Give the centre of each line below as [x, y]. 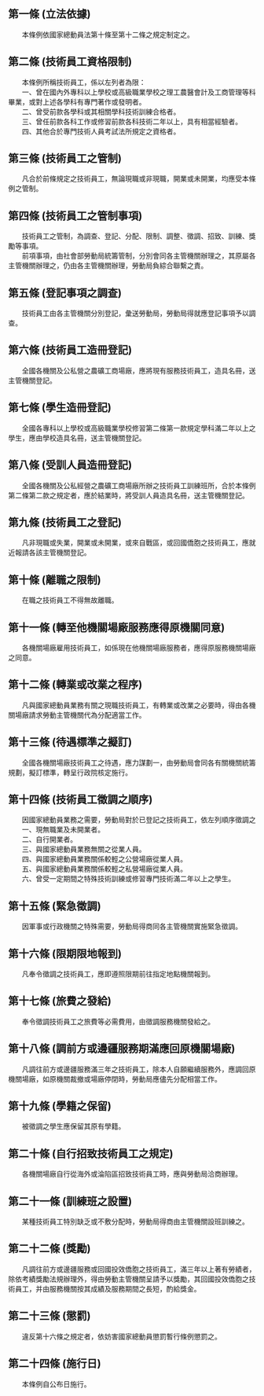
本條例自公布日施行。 [56, 1384]
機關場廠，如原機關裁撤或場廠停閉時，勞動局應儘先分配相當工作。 [115, 1078]
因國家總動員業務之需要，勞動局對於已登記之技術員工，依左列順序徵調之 [139, 820]
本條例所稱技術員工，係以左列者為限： [84, 82]
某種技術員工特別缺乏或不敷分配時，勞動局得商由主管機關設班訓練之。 [135, 1221]
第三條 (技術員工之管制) [65, 158]
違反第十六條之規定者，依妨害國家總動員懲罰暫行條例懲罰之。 [121, 1336]
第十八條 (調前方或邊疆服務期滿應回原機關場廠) [122, 1049]
